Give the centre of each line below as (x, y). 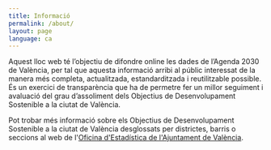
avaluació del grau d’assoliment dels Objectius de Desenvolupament (122, 96)
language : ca (30, 39)
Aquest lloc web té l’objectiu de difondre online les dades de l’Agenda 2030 (134, 62)
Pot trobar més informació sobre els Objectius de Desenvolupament (121, 120)
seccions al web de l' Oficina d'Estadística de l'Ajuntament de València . (126, 138)
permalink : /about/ (41, 24)
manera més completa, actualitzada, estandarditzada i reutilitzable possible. (135, 79)
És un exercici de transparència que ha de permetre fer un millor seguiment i (136, 88)
